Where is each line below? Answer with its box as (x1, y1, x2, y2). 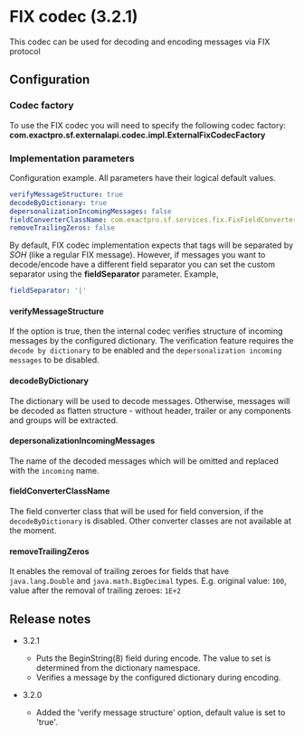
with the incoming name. (9, 465, 100, 476)
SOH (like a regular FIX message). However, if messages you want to (9, 250, 266, 260)
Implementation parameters (9, 152, 135, 165)
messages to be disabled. (9, 354, 100, 365)
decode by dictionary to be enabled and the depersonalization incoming (9, 345, 282, 356)
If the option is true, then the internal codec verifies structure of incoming (9, 325, 283, 336)
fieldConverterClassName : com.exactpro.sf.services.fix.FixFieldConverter (9, 215, 298, 224)
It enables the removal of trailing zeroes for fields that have (9, 566, 229, 577)
